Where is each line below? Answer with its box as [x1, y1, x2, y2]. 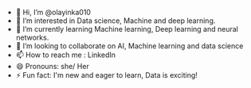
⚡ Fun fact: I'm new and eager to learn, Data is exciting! [15, 71, 198, 79]
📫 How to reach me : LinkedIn [15, 50, 116, 59]
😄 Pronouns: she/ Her [15, 62, 89, 71]
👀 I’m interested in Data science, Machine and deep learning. [15, 16, 216, 25]
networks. [15, 33, 49, 42]
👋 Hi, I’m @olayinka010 [15, 8, 92, 17]
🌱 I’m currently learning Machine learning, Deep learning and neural [15, 25, 239, 33]
